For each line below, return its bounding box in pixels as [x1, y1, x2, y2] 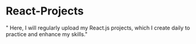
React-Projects [6, 4, 84, 18]
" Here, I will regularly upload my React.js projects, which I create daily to [6, 24, 190, 31]
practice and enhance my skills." [6, 30, 88, 37]
